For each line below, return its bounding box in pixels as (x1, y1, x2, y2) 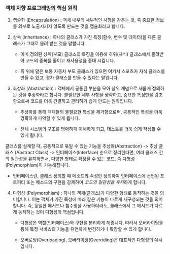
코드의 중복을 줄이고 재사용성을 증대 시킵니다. (25, 57, 115, 64)
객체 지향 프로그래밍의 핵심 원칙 (5, 4, 78, 11)
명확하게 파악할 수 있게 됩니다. (20, 115, 80, 121)
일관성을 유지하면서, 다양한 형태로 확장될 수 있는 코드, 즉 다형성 (10, 156, 135, 162)
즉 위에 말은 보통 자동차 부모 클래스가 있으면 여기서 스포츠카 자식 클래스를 (20, 68, 165, 75)
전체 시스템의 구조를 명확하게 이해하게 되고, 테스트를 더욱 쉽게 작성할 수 (20, 126, 161, 132)
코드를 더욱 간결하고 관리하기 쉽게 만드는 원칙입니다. (30, 98, 133, 104)
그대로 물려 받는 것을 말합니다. (26, 41, 86, 47)
